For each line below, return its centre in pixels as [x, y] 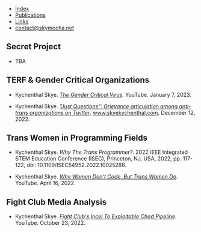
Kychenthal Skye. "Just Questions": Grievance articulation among [96, 106]
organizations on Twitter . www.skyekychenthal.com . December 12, [112, 112]
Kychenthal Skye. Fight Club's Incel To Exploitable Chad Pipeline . [96, 216]
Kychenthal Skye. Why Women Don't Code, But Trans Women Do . [96, 177]
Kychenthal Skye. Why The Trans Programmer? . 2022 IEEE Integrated [101, 152]
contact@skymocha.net [44, 28]
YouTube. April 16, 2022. [45, 183]
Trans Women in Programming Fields [77, 138]
